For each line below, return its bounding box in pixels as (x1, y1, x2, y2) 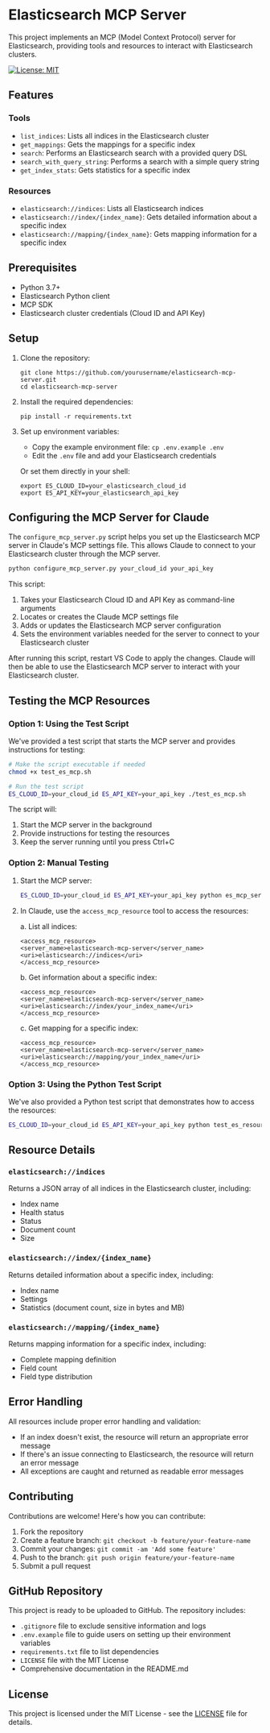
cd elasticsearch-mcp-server (19, 383, 118, 391)
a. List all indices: (19, 921, 78, 931)
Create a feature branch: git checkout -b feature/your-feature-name (19, 1535, 252, 1544)
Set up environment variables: (19, 426, 120, 436)
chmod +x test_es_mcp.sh (8, 768, 92, 776)
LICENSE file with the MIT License (19, 1656, 129, 1665)
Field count (19, 1363, 58, 1373)
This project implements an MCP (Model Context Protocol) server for (8, 32, 236, 42)
